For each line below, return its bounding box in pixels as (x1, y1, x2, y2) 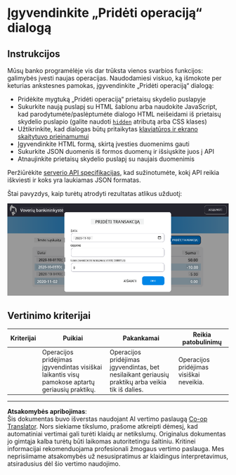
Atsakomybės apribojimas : (7, 408, 88, 416)
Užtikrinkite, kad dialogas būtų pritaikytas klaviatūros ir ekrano (17, 125, 198, 133)
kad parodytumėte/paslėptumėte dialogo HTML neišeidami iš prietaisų (17, 110, 221, 118)
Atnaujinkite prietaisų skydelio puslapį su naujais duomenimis (17, 155, 195, 163)
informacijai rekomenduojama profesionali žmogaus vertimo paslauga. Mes (7, 445, 225, 453)
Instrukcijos (7, 48, 61, 60)
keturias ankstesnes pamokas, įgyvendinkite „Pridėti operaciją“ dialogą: (7, 82, 214, 89)
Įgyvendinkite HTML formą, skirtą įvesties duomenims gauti (17, 140, 190, 148)
